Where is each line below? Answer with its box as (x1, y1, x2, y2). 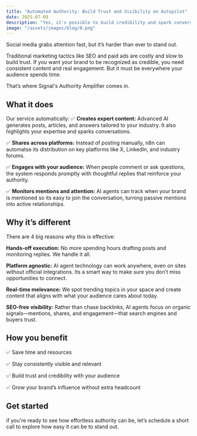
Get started (6, 401, 49, 411)
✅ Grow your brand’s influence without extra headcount (6, 384, 141, 391)
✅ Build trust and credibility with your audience (6, 372, 120, 379)
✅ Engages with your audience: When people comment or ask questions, (6, 164, 185, 171)
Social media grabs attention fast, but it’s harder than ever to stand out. (6, 41, 178, 48)
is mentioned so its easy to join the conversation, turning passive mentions (6, 194, 186, 201)
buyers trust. (6, 316, 37, 323)
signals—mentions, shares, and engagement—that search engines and (6, 309, 177, 317)
